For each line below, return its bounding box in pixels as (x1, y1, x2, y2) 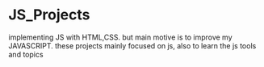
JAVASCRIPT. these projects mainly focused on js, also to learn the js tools (8, 40, 257, 50)
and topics (8, 49, 44, 59)
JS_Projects (8, 6, 90, 24)
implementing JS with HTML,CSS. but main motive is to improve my (8, 32, 233, 42)
